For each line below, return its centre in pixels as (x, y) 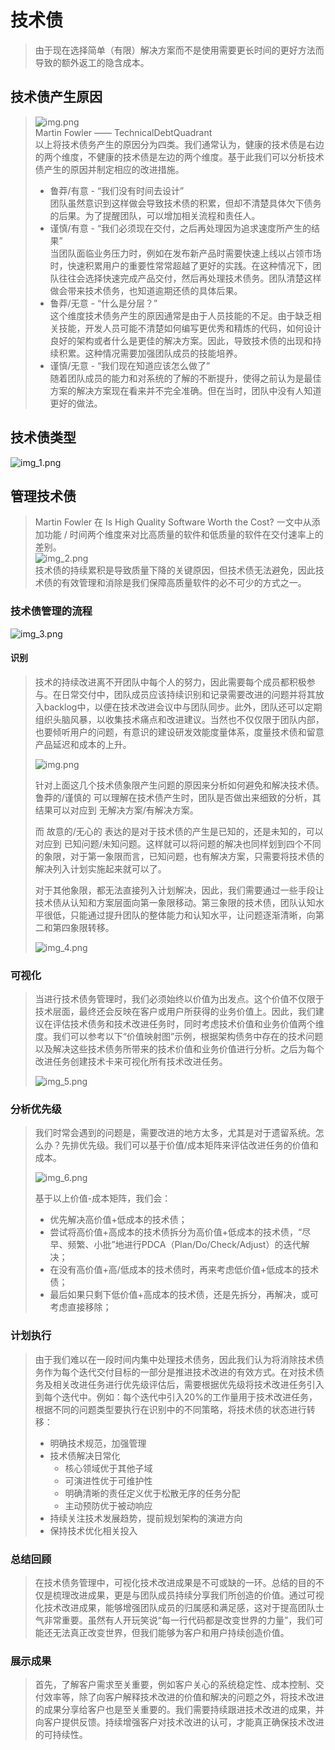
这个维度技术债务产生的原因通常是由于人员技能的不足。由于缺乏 (181, 315)
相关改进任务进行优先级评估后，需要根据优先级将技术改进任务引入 (188, 1384)
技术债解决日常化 (85, 1455)
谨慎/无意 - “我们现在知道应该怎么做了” (130, 365)
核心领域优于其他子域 (108, 1468)
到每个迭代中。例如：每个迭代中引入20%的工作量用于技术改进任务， (176, 1397)
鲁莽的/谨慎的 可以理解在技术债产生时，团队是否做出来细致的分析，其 (178, 797)
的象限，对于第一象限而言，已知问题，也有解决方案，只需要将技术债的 (179, 856)
